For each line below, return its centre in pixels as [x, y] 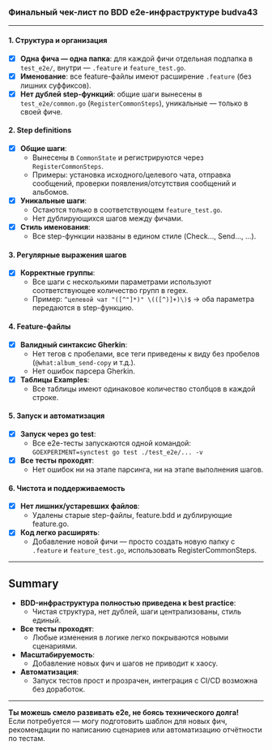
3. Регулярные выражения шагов [68, 255]
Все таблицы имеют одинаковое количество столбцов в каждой [144, 389]
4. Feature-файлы [40, 326]
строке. [45, 397]
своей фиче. [41, 111]
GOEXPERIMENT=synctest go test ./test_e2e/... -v [118, 452]
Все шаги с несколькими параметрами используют [122, 282]
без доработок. [59, 689]
